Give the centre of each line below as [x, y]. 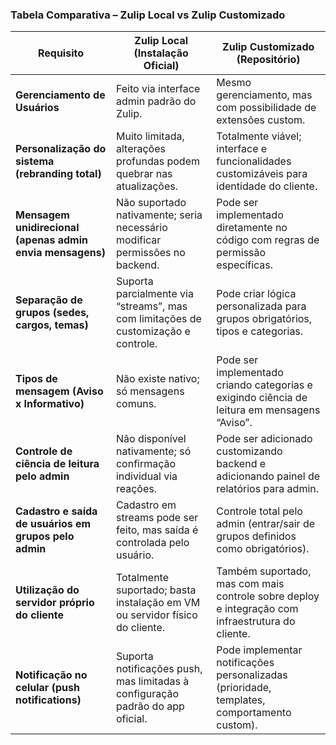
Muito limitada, [150, 136]
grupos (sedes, [52, 313]
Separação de [49, 300]
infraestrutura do [256, 621]
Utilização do [47, 590]
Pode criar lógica [256, 294]
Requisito [60, 53]
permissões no [150, 253]
